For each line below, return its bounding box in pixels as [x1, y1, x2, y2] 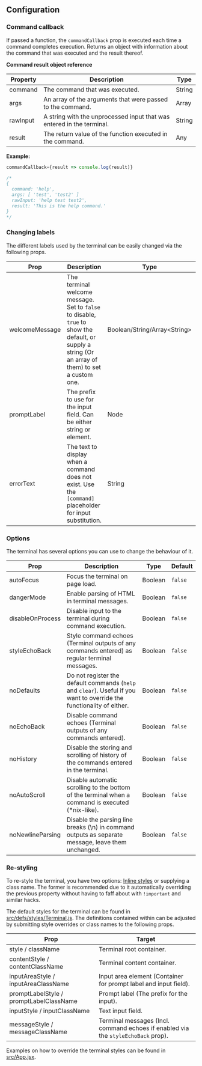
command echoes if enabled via [99, 1024, 189, 1032]
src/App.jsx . [6, 1053, 36, 1061]
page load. [66, 580, 97, 588]
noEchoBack [9, 722, 45, 731]
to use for [66, 395, 94, 403]
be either [66, 418, 92, 426]
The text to [66, 442, 97, 451]
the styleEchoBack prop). [99, 1032, 168, 1040]
